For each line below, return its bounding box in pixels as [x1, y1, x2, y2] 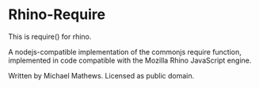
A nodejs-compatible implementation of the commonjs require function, [8, 47, 242, 56]
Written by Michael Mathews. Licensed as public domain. [8, 71, 195, 80]
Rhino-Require [8, 6, 105, 24]
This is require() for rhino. [8, 32, 92, 41]
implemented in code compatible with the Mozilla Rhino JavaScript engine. [8, 55, 252, 65]
